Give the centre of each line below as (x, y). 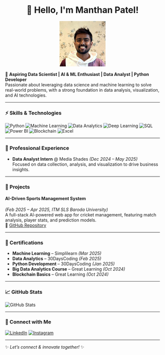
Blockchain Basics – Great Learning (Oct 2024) (60, 274)
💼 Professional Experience (37, 148)
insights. (21, 169)
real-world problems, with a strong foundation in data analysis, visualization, (82, 90)
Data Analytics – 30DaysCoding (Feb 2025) (57, 259)
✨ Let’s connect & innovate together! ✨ (45, 347)
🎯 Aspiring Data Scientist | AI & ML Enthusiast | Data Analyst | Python (77, 74)
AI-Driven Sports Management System (45, 199)
